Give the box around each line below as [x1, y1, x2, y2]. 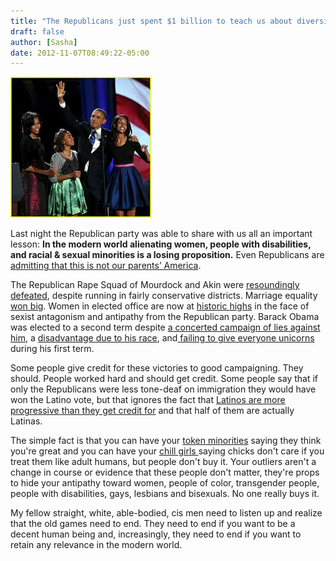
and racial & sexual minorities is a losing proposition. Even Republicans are [10, 249, 325, 261]
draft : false [10, 26, 65, 37]
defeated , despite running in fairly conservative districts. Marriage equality [10, 290, 318, 302]
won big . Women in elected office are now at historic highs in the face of [10, 300, 310, 312]
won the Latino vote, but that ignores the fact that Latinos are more [10, 394, 286, 406]
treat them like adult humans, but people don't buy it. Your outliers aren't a [10, 456, 317, 468]
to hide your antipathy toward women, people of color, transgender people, [10, 477, 320, 489]
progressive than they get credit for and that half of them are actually [10, 405, 295, 417]
